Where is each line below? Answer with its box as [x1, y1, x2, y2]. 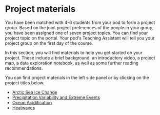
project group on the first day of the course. [5, 40, 94, 46]
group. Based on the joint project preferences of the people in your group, [5, 24, 154, 30]
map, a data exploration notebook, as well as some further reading [5, 60, 139, 66]
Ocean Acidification [12, 99, 52, 105]
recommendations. [5, 65, 43, 71]
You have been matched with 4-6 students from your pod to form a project [5, 19, 155, 25]
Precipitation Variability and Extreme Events [12, 94, 100, 100]
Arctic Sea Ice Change [12, 89, 58, 95]
